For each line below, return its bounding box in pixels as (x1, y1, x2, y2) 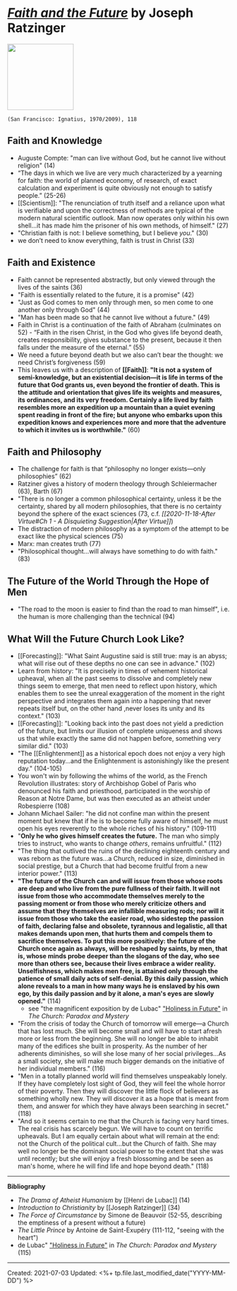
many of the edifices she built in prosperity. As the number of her (17, 1042, 208, 1050)
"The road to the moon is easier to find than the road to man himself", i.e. (17, 605, 230, 614)
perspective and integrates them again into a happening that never (17, 697, 212, 705)
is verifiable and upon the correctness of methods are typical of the (17, 206, 214, 215)
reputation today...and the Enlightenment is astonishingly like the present (17, 757, 229, 765)
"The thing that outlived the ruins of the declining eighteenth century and (17, 847, 230, 855)
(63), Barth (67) (17, 487, 63, 496)
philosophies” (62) (17, 472, 72, 481)
